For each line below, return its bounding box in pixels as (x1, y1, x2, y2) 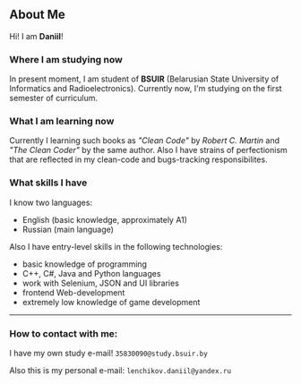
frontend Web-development (21, 286, 125, 298)
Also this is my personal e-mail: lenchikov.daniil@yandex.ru (9, 365, 231, 375)
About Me (9, 7, 65, 22)
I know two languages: (9, 197, 92, 208)
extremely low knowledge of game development (21, 296, 201, 307)
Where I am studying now (9, 53, 123, 65)
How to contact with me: (9, 327, 118, 339)
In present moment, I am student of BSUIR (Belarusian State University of (9, 73, 279, 84)
